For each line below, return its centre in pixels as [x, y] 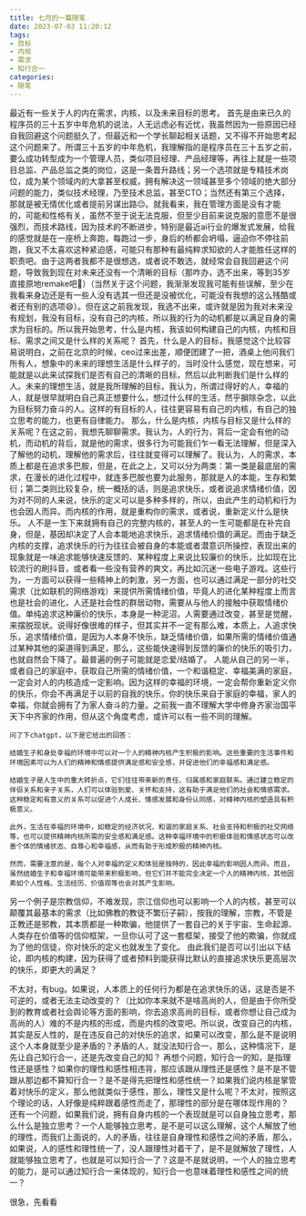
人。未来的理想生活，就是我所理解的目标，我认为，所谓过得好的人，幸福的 [149, 386]
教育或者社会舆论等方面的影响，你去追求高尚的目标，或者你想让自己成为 [161, 1011]
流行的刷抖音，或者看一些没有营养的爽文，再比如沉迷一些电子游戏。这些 [153, 568]
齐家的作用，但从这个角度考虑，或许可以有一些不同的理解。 [145, 716]
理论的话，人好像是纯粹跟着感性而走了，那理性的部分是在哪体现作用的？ [153, 1102]
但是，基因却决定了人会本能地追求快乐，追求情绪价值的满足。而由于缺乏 [161, 534]
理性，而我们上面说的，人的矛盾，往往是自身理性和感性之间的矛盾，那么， [157, 1137]
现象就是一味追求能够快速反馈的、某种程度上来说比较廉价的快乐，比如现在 [149, 557]
